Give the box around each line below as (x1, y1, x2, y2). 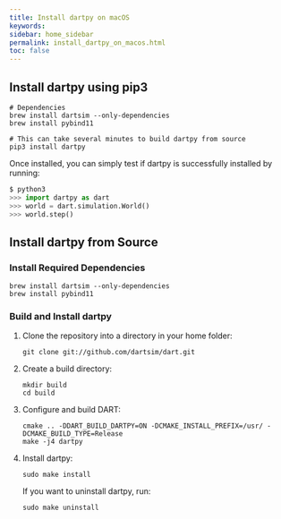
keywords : (9, 21, 47, 30)
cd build (21, 388, 55, 398)
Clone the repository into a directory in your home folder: (21, 330, 233, 341)
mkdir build (21, 381, 67, 390)
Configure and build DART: (21, 404, 121, 415)
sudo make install (21, 471, 91, 480)
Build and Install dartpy (9, 311, 112, 323)
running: (9, 167, 40, 178)
